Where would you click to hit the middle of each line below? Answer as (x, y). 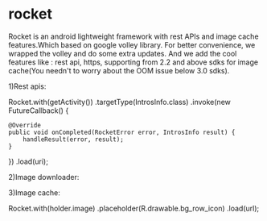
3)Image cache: (34, 192)
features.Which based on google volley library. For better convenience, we (132, 44)
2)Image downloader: (44, 177)
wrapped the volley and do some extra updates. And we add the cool (123, 53)
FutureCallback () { (39, 110)
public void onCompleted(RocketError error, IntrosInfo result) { (122, 132)
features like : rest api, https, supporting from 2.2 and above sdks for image (133, 62)
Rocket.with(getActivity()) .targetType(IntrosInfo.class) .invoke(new (119, 102)
